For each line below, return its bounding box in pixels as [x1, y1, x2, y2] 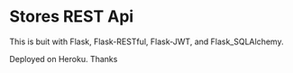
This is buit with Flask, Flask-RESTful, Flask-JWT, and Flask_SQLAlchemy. [9, 36, 284, 47]
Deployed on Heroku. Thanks [9, 53, 118, 64]
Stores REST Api [9, 6, 134, 27]
